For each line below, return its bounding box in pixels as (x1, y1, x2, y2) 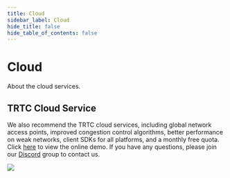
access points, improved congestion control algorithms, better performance (7, 128, 224, 136)
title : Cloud (7, 10, 45, 17)
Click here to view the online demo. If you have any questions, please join (7, 143, 217, 151)
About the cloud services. (7, 82, 81, 91)
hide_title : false (7, 23, 60, 30)
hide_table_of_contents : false (7, 29, 98, 37)
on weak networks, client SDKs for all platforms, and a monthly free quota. (7, 136, 220, 143)
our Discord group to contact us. (7, 150, 100, 158)
